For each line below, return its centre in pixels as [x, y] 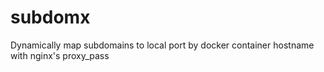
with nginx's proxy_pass [60, 55]
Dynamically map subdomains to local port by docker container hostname [162, 45]
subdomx [50, 17]
